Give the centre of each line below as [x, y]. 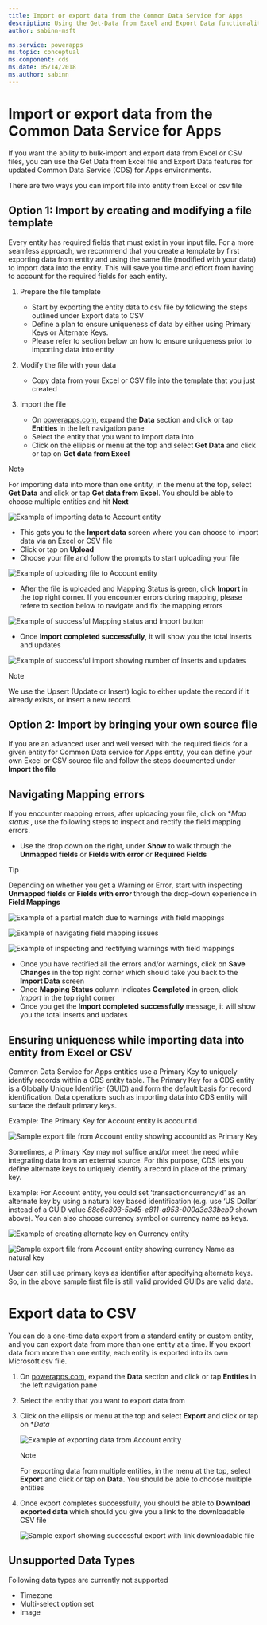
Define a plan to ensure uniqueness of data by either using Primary [141, 324]
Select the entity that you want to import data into [113, 436]
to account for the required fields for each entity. [88, 276]
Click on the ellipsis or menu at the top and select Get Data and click [144, 445]
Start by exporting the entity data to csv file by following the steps [139, 307]
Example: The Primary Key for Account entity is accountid [103, 1120]
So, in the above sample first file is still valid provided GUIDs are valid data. [131, 1281]
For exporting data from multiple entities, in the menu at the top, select [135, 1470]
